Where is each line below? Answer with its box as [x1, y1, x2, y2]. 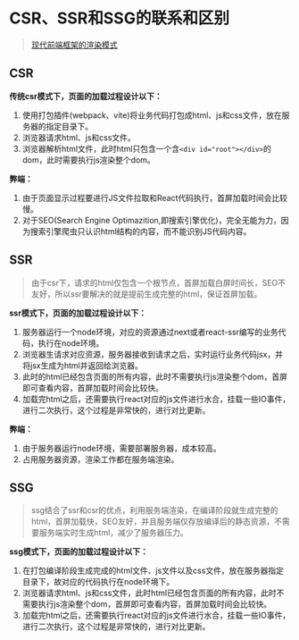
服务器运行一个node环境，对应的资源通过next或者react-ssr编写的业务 [21, 326, 278, 337]
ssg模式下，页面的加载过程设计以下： [9, 546, 149, 557]
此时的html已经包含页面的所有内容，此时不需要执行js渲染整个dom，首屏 [21, 371, 288, 382]
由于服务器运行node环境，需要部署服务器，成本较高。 [21, 442, 221, 453]
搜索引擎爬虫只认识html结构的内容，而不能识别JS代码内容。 [29, 225, 252, 237]
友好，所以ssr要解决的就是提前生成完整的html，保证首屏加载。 [30, 288, 262, 299]
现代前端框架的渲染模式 [30, 39, 118, 50]
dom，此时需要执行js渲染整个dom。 [21, 154, 156, 165]
